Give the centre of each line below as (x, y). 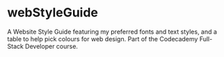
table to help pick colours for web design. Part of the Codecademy (103, 38)
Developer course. (52, 46)
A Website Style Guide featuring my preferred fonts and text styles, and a (112, 32)
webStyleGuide (53, 13)
